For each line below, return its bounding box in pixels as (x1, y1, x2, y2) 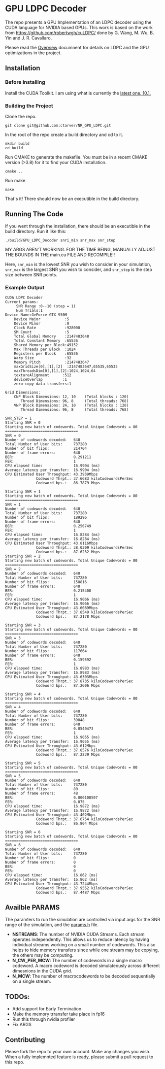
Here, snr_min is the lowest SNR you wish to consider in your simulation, (5, 261, 151, 267)
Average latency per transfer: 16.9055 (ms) (5, 739, 100, 744)
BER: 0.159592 (5, 657, 92, 663)
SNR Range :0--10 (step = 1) (16, 304, 76, 309)
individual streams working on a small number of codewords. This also (12, 941, 156, 947)
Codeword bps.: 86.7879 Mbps (36, 481, 100, 486)
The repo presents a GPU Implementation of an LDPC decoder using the (5, 19, 152, 25)
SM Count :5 (14, 330, 69, 335)
